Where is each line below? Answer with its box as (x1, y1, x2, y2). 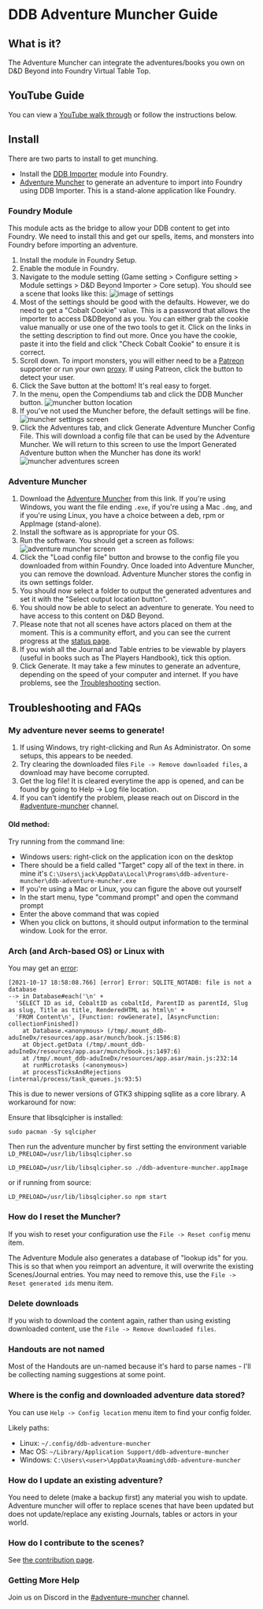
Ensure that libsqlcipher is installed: (8, 1113, 124, 1123)
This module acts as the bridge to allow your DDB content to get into (8, 223, 230, 233)
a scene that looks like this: (19, 289, 108, 298)
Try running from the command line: (8, 837, 125, 847)
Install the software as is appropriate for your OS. (19, 527, 180, 537)
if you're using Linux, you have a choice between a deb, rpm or (19, 511, 225, 520)
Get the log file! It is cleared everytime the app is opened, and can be (19, 776, 244, 785)
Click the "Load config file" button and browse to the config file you (19, 553, 239, 562)
